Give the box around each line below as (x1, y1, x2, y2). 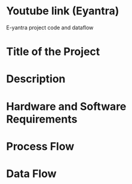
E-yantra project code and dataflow (6, 24, 94, 31)
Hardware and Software (6, 100, 127, 113)
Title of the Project (6, 45, 100, 59)
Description (6, 72, 66, 86)
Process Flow (6, 139, 75, 153)
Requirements (6, 112, 78, 126)
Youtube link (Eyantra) (6, 4, 119, 18)
